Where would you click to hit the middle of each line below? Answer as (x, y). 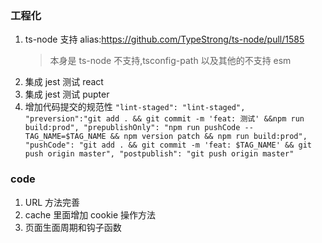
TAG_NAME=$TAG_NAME (65, 137)
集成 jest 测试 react (64, 82)
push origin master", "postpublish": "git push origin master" (159, 154)
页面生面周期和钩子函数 (73, 227)
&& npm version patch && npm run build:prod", (208, 137)
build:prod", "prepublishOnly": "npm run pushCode (132, 128)
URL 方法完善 (52, 202)
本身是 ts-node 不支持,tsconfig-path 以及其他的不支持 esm (170, 61)
